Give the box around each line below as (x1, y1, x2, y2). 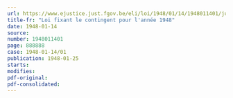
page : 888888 (7, 42, 45, 49)
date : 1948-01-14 (7, 23, 58, 30)
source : (7, 29, 30, 37)
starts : (7, 61, 30, 68)
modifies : (7, 68, 36, 75)
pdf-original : (7, 74, 49, 81)
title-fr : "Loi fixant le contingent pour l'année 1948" (7, 17, 175, 23)
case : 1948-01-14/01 (7, 49, 67, 56)
